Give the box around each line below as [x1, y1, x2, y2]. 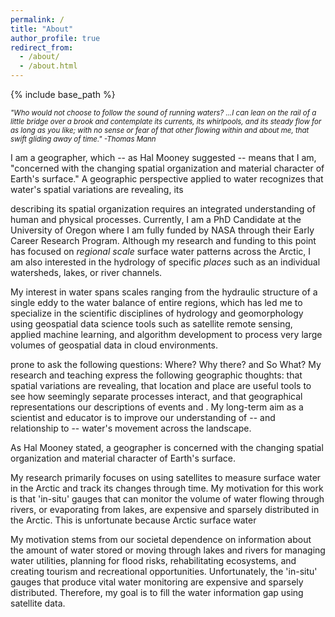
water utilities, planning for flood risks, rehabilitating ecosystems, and [10, 555, 297, 566]
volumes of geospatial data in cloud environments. [10, 339, 218, 351]
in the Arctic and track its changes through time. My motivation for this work [10, 482, 324, 494]
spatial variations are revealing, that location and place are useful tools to [10, 380, 312, 391]
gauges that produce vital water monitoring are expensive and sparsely [10, 576, 304, 588]
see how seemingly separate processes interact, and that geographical [10, 391, 303, 402]
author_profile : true [10, 33, 101, 43]
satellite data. [10, 597, 66, 609]
